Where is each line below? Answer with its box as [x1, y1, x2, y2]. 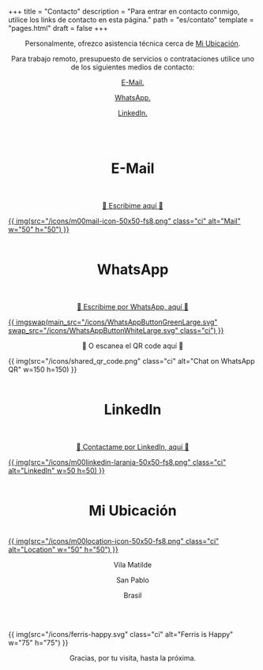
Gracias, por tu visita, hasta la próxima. [70, 653, 196, 662]
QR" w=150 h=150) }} [8, 365, 77, 374]
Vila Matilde [113, 560, 152, 569]
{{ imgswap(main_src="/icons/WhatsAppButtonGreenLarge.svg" [8, 317, 218, 327]
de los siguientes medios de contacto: [70, 62, 195, 72]
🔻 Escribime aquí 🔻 [102, 200, 163, 210]
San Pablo [115, 575, 150, 585]
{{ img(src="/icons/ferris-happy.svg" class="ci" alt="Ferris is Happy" [8, 629, 234, 638]
